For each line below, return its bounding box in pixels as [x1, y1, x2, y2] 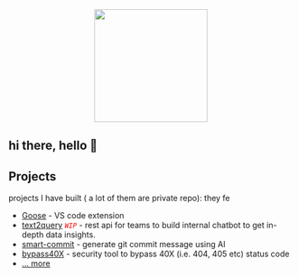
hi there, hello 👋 [8, 138, 98, 153]
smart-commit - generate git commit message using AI [21, 239, 226, 250]
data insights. [45, 229, 96, 240]
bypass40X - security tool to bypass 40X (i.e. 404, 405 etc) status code [21, 248, 290, 260]
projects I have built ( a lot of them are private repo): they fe [8, 193, 231, 204]
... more [21, 258, 51, 269]
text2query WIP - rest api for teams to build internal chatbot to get [21, 220, 266, 231]
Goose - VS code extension [21, 210, 125, 221]
